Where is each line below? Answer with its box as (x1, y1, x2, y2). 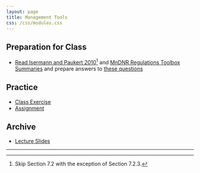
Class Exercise (14, 98, 51, 105)
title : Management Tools (6, 14, 68, 20)
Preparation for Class (6, 42, 87, 52)
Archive (6, 122, 36, 132)
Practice (6, 82, 38, 92)
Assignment (14, 104, 45, 112)
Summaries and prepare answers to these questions (14, 65, 143, 72)
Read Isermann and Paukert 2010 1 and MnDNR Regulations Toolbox (14, 58, 180, 66)
